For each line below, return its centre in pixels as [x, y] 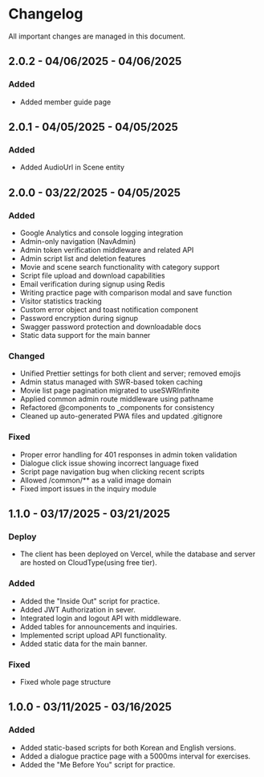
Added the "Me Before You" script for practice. [97, 764]
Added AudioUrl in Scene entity [72, 167]
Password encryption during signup [79, 318]
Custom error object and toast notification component [109, 309]
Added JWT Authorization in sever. [78, 609]
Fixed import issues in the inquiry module [88, 488]
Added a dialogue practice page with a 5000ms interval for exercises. [135, 756]
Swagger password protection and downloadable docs [111, 327]
